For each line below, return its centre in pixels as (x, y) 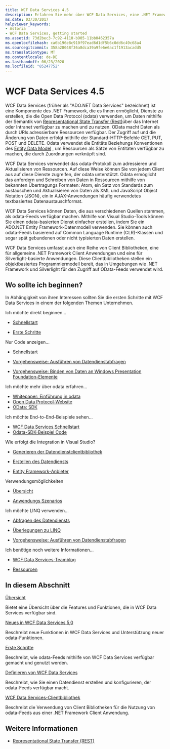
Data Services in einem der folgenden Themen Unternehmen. (69, 303)
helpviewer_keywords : (28, 24)
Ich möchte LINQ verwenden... (37, 510)
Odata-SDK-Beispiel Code (40, 432)
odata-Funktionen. (25, 638)
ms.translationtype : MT (30, 52)
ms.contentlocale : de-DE (31, 57)
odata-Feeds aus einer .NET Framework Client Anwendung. (67, 713)
